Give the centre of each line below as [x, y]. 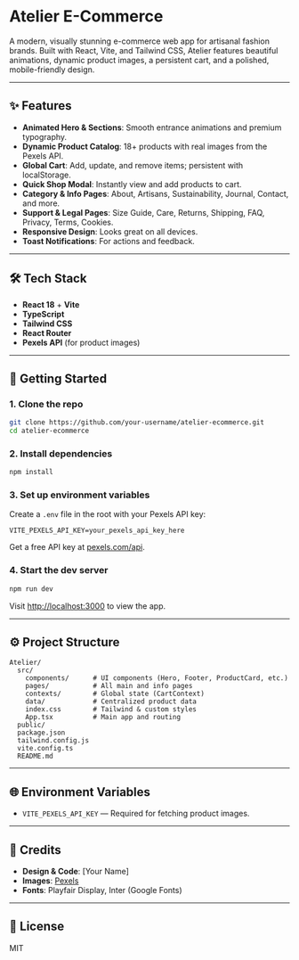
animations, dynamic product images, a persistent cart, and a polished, [139, 60]
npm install [31, 472]
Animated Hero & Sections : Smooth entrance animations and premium [152, 127]
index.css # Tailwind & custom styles [111, 710]
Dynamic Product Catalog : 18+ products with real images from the [145, 146]
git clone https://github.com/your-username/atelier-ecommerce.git [137, 423]
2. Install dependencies [61, 454]
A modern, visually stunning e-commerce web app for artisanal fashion [139, 41]
